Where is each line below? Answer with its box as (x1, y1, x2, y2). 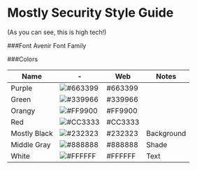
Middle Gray (10, 139, 51, 149)
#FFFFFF (106, 151, 136, 161)
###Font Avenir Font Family (7, 41, 87, 49)
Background (146, 128, 187, 138)
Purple (10, 83, 33, 93)
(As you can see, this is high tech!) (7, 28, 107, 36)
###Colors (7, 54, 38, 63)
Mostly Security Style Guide (7, 5, 174, 21)
